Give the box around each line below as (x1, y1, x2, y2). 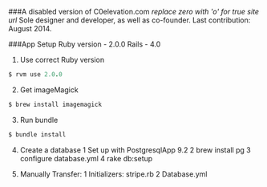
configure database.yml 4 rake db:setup (19, 153, 153, 163)
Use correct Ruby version (19, 55, 105, 64)
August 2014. (8, 24, 52, 33)
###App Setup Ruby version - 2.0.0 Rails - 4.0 (8, 39, 161, 49)
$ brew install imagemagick (8, 100, 103, 108)
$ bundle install (8, 130, 67, 139)
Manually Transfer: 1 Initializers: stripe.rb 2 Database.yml (19, 169, 208, 179)
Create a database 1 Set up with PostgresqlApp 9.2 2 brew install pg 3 (19, 144, 251, 155)
